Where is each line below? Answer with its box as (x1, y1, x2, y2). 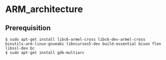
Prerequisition (5, 24, 51, 32)
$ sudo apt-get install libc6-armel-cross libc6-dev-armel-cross (5, 37, 145, 42)
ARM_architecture (5, 4, 83, 15)
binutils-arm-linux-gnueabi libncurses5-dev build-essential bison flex (5, 41, 161, 46)
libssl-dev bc (5, 46, 35, 51)
